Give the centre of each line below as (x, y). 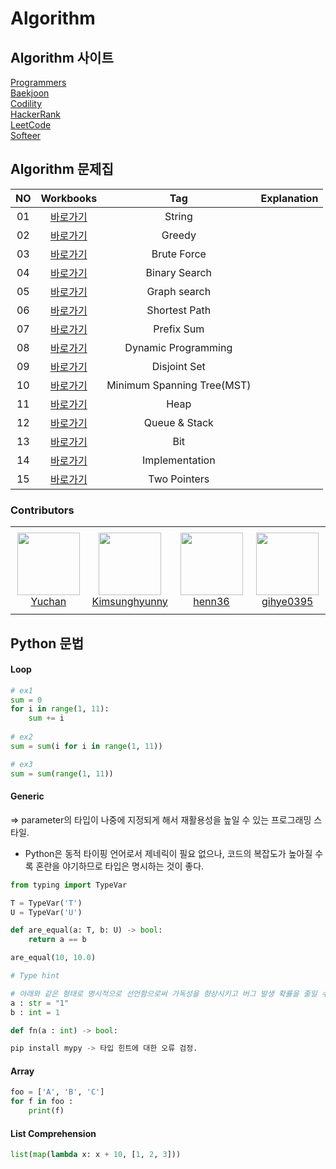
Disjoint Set (178, 366)
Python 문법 (47, 643)
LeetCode (31, 125)
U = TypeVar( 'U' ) (46, 912)
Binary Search (179, 272)
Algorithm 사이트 (62, 57)
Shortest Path (179, 310)
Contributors (42, 510)
